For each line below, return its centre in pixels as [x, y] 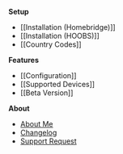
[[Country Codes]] [51, 44]
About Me [37, 124]
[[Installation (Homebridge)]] [68, 27]
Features [23, 60]
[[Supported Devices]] [57, 84]
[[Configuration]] [48, 75]
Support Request [48, 141]
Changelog [38, 133]
